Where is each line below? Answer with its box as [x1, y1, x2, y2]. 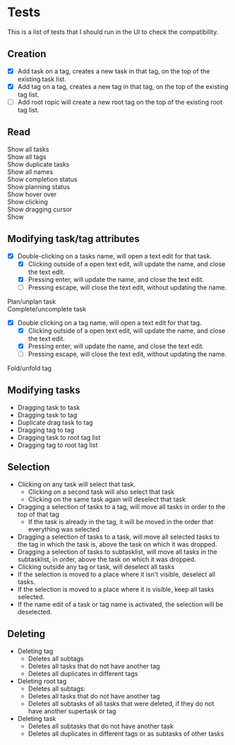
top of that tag [17, 510, 59, 518]
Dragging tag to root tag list [17, 441, 98, 449]
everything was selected [28, 525, 100, 533]
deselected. [17, 607, 52, 616]
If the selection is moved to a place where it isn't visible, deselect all [17, 570, 216, 578]
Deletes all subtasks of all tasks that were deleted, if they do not [28, 699, 215, 708]
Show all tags [7, 153, 47, 161]
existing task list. [17, 75, 67, 83]
